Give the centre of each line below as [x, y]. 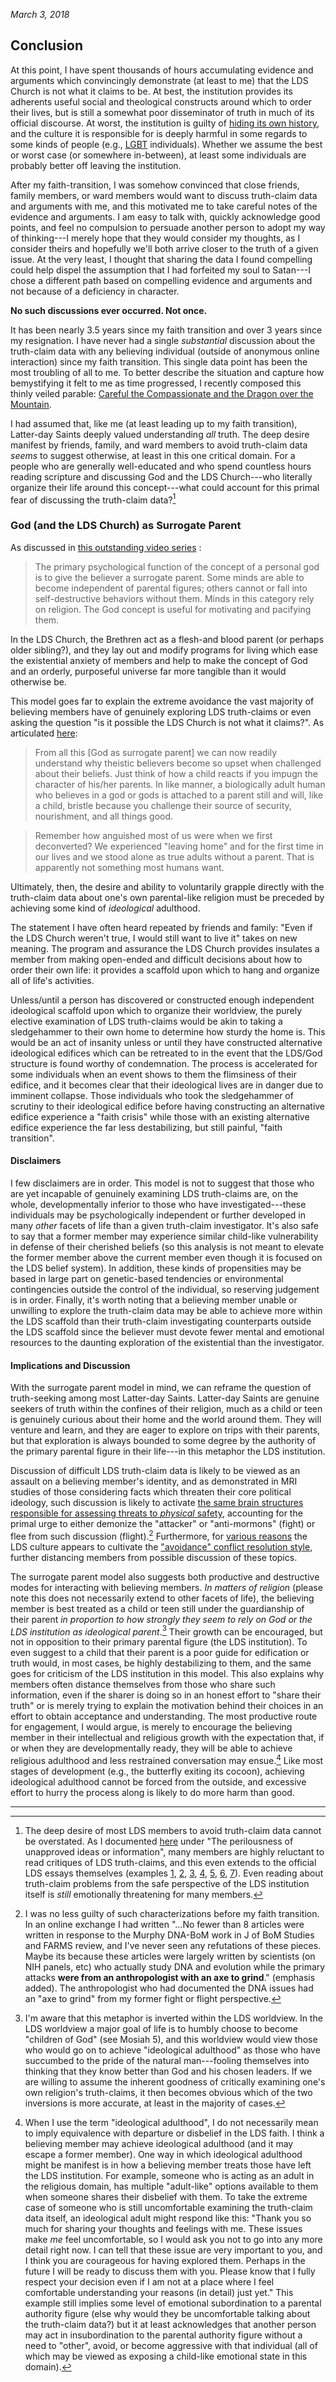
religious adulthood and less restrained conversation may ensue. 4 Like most [167, 1760]
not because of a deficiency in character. [95, 291]
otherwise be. [38, 681]
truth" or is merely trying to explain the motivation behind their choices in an [167, 1706]
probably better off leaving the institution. [96, 165]
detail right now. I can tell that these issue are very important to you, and [173, 2250]
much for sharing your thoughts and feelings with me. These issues [163, 2229]
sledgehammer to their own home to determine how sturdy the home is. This [168, 1031]
